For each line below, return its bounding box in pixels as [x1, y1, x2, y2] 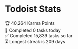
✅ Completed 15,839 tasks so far [5, 32, 73, 38]
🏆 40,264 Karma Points [5, 20, 55, 26]
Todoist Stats [5, 3, 61, 15]
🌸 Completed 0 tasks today [5, 27, 61, 33]
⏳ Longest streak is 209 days [5, 38, 66, 44]
